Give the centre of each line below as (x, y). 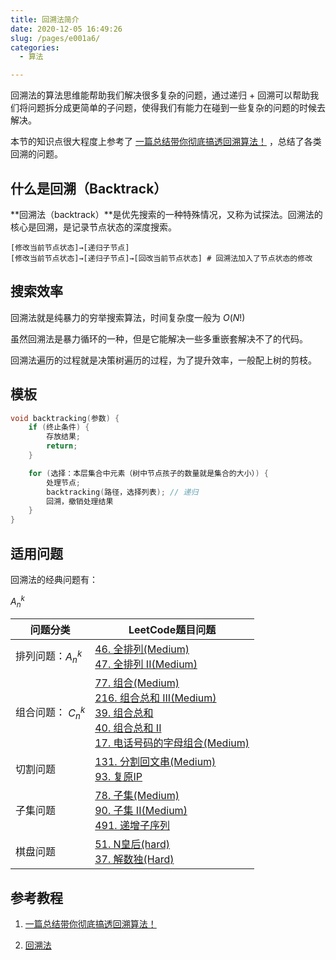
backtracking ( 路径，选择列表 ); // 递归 (122, 492)
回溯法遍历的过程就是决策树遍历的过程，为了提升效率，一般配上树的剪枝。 (163, 360)
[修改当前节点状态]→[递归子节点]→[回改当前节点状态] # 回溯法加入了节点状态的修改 (161, 258)
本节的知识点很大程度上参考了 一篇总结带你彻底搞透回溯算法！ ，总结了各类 (166, 142)
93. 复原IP (118, 777)
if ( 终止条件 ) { (59, 427)
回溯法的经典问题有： (54, 579)
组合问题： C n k (50, 712)
